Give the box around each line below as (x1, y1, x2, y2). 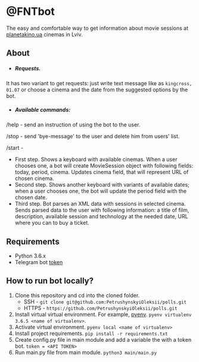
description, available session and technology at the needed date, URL (14, 213, 189, 220)
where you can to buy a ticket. (14, 219, 89, 227)
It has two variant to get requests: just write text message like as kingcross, (6, 80, 192, 87)
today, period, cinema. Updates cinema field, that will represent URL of (14, 169, 189, 176)
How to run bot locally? (6, 276, 94, 286)
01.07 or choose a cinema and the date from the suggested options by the (6, 86, 188, 94)
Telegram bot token (14, 259, 63, 266)
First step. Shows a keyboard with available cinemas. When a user (14, 156, 178, 163)
